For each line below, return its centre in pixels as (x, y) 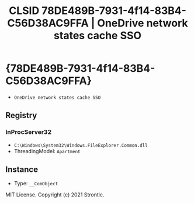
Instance (22, 170)
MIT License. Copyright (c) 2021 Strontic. (55, 195)
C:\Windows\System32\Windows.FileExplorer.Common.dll (81, 145)
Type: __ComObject (36, 184)
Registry (21, 115)
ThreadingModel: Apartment (47, 151)
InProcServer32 (29, 132)
